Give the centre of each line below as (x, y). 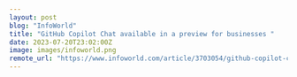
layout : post (33, 17)
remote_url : (31, 58)
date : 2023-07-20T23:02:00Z (61, 42)
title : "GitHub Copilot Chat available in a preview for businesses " (142, 34)
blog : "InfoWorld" (43, 26)
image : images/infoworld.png (63, 50)
